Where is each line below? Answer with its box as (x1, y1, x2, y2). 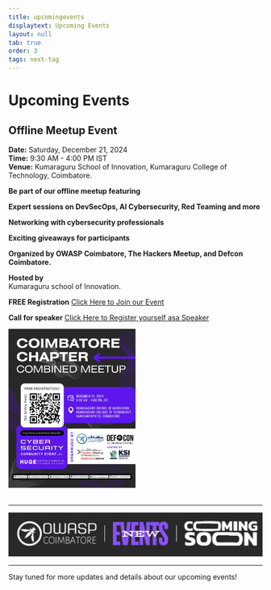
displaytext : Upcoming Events (8, 21, 110, 30)
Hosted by (8, 273, 44, 282)
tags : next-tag (8, 56, 60, 64)
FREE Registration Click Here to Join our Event (8, 297, 165, 307)
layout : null (8, 30, 52, 38)
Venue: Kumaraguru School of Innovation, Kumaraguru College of (8, 162, 227, 171)
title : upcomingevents (8, 13, 85, 21)
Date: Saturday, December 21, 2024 (8, 145, 127, 154)
